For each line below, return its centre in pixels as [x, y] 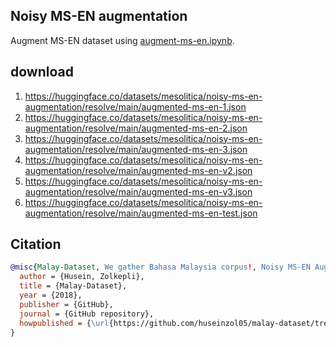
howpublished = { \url [64, 323]
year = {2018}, [51, 295]
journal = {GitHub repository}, [87, 314]
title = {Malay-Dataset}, [73, 286]
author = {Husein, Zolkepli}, [82, 277]
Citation [36, 244]
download [42, 72]
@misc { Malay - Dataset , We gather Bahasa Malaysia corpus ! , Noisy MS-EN [160, 267]
